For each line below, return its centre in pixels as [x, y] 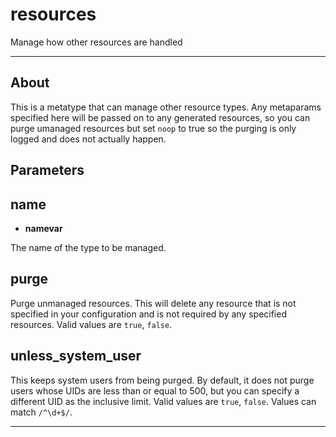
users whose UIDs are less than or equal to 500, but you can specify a [155, 390]
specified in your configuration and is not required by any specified [148, 314]
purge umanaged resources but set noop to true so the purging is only [153, 128]
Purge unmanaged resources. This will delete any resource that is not [153, 303]
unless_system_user [76, 356]
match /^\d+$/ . [41, 412]
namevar [43, 228]
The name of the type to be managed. [88, 247]
